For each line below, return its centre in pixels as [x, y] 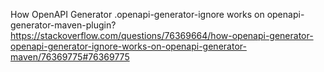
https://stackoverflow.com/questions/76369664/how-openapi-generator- [162, 35]
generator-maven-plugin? [63, 25]
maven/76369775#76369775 [70, 57]
